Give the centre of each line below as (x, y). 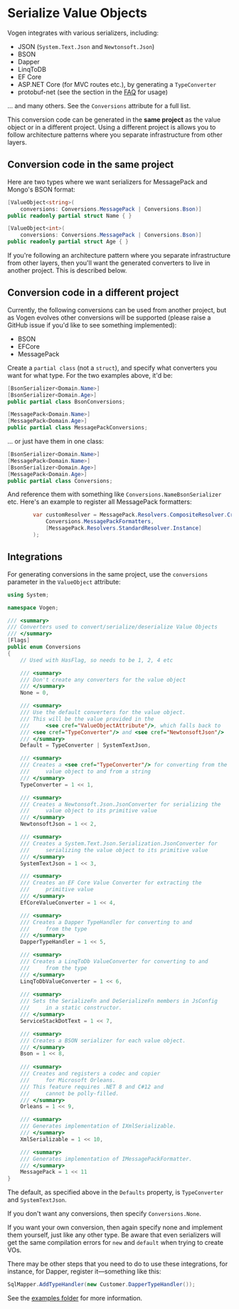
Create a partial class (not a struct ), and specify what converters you (112, 367)
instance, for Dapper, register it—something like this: (84, 1271)
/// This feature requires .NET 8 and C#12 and (92, 1087)
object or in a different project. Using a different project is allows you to (112, 127)
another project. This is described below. (67, 270)
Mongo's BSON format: (42, 189)
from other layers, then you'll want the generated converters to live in (109, 263)
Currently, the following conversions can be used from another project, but (117, 310)
